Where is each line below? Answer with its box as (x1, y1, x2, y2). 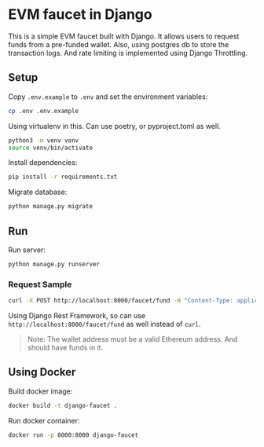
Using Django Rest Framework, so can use (8, 310, 146, 320)
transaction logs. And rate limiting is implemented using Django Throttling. (8, 48, 248, 57)
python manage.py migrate (8, 203, 93, 211)
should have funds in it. (27, 343, 104, 352)
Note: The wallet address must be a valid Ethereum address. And (27, 334, 238, 343)
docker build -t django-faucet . (8, 401, 118, 409)
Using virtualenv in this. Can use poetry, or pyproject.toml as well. (8, 121, 222, 130)
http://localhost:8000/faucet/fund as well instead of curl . (8, 319, 201, 328)
